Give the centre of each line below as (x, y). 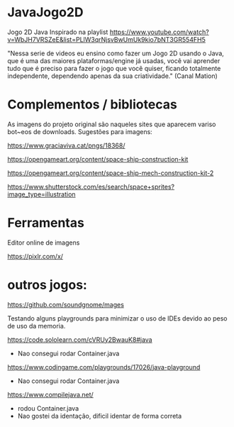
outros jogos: (47, 285)
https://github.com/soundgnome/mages (66, 304)
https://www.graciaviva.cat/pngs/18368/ (66, 145)
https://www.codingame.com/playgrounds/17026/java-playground (104, 367)
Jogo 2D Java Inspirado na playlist (58, 32)
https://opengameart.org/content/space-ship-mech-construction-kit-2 (111, 173)
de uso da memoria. (37, 326)
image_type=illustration (41, 194)
